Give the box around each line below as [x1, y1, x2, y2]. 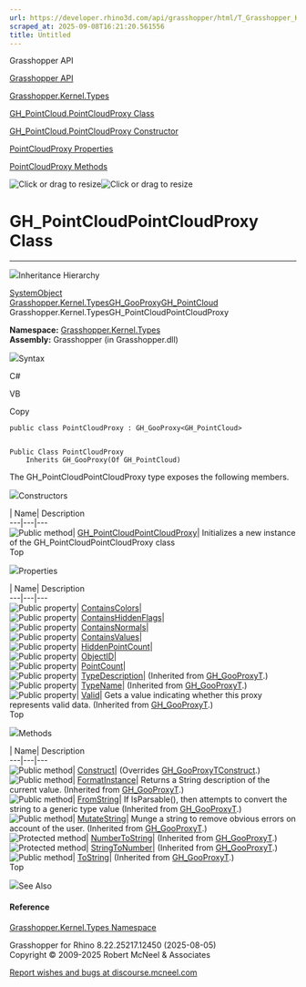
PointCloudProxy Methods [9, 161, 107, 172]
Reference [9, 901, 50, 912]
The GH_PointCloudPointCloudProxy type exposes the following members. [9, 471, 290, 483]
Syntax [18, 353, 46, 365]
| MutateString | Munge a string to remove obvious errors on [72, 813, 296, 825]
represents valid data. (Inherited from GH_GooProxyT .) [9, 699, 214, 711]
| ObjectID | [76, 651, 117, 662]
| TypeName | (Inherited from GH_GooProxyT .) [76, 680, 248, 691]
